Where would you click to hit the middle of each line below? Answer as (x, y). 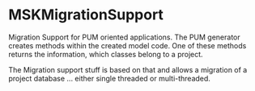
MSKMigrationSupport (86, 15)
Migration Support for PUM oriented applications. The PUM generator (124, 37)
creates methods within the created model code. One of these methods (127, 45)
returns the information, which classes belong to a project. (106, 54)
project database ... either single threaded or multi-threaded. (109, 78)
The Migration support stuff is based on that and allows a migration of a (128, 69)
